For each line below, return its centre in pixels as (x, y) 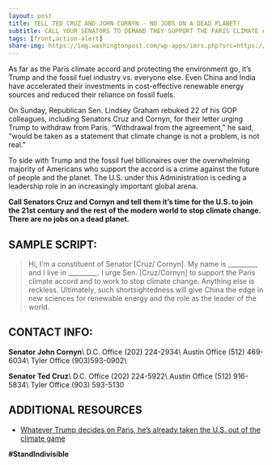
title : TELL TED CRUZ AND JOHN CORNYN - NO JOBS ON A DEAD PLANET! (125, 23)
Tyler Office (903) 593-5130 (77, 384)
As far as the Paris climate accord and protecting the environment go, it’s (130, 69)
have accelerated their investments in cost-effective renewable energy (126, 87)
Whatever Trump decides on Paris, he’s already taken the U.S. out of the (140, 429)
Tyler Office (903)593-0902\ (79, 360)
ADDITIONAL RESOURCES (76, 410)
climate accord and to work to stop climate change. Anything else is (141, 281)
